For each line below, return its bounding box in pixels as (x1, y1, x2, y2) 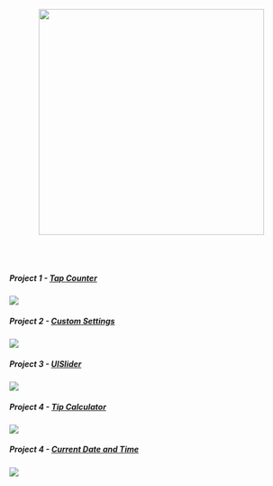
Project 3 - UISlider (9, 358, 82, 369)
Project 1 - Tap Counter (9, 272, 97, 284)
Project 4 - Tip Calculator (9, 401, 106, 412)
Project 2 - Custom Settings (9, 315, 115, 326)
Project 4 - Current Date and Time (9, 444, 140, 455)
